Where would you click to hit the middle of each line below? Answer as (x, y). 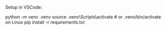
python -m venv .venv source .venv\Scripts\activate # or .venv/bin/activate (83, 17)
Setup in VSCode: (24, 7)
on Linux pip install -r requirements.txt (45, 22)
